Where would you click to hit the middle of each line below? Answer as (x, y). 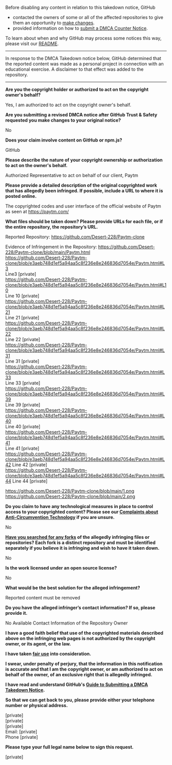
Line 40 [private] (23, 427)
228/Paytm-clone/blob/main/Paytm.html (48, 252)
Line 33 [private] (23, 383)
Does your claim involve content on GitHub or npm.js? (64, 140)
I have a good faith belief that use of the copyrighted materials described (84, 633)
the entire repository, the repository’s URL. (52, 227)
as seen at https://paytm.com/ (37, 212)
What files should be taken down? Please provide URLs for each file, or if (84, 222)
